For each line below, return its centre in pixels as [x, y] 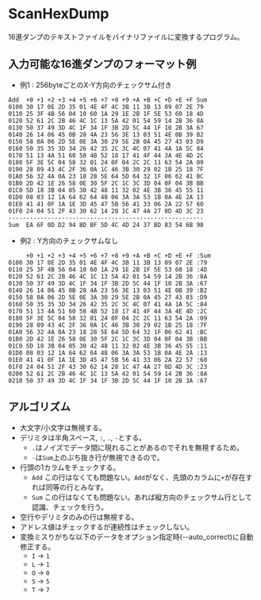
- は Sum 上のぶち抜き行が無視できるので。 [98, 457]
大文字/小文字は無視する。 [63, 427]
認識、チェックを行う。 [70, 507]
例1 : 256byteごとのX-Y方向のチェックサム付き [96, 85]
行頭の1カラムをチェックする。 [70, 467]
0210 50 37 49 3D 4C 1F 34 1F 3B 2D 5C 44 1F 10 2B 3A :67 [108, 381]
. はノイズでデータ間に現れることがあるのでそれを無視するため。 [138, 447]
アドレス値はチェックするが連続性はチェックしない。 [107, 527]
